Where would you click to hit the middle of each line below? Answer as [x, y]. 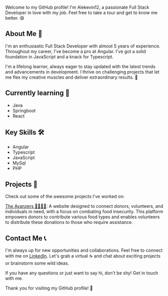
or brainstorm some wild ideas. [37, 263]
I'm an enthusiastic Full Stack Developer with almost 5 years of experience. [83, 46]
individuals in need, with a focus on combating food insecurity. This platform [84, 212]
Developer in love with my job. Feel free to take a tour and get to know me [81, 13]
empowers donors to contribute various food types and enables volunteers [82, 217]
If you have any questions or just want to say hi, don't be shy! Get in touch [82, 273]
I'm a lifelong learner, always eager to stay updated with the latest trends [80, 66]
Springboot [24, 110]
